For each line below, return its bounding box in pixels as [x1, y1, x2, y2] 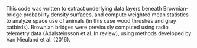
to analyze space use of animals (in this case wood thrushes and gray [6, 18, 176, 24]
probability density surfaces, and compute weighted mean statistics [23, 11, 189, 18]
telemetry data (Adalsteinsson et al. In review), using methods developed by [6, 30, 192, 37]
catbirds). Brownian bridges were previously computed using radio [6, 23, 169, 30]
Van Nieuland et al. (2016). [6, 36, 71, 43]
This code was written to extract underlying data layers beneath [6, 5, 162, 12]
